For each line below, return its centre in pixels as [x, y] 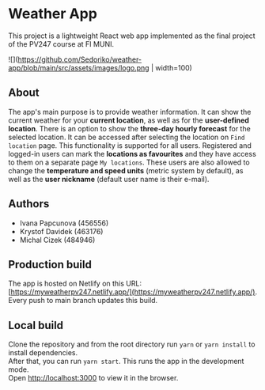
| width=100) [171, 67]
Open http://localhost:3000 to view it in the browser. [93, 378]
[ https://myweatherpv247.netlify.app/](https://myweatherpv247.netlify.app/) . [133, 292]
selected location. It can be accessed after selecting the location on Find [127, 137]
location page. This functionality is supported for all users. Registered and [130, 145]
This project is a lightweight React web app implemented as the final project [132, 36]
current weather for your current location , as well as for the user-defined [129, 120]
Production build [50, 265]
